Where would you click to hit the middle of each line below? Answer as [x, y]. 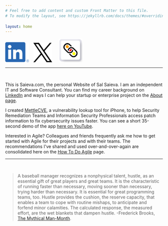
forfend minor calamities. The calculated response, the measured [85, 207]
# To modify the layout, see [35, 16]
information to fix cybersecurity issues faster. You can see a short [73, 120]
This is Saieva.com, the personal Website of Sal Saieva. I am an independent [84, 84]
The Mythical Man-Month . [44, 218]
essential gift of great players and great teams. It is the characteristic [88, 181]
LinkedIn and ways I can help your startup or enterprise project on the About [84, 95]
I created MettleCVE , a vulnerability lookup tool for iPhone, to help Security [82, 110]
